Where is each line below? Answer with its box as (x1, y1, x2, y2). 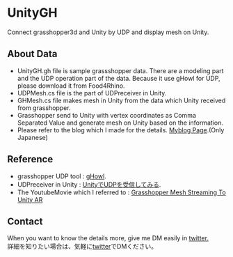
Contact (7, 215, 43, 227)
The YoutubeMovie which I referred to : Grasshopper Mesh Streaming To (17, 188, 226, 196)
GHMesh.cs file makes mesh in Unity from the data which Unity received (17, 96, 226, 104)
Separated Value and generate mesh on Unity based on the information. (17, 118, 224, 127)
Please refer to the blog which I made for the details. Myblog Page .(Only (17, 125, 225, 134)
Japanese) (17, 133, 49, 141)
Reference (7, 153, 54, 165)
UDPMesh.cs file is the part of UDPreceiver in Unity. (17, 88, 167, 97)
